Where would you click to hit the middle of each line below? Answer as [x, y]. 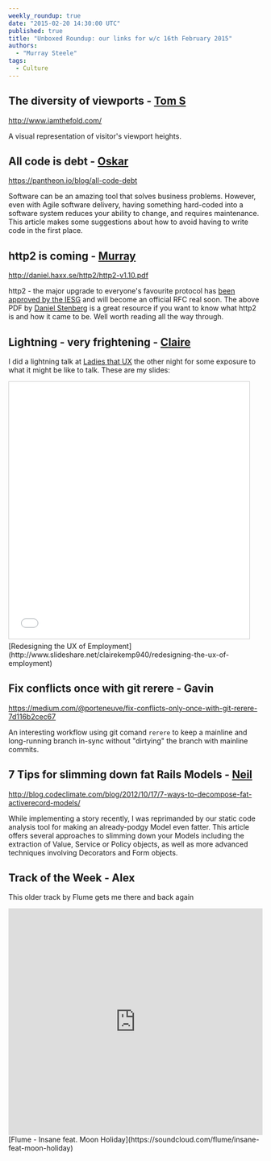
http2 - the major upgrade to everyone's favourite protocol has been [122, 291]
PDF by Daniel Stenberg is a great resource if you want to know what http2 [132, 308]
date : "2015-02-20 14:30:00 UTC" [65, 23]
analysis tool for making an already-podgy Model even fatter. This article [129, 826]
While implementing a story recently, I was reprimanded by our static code [132, 818]
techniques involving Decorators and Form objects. [93, 852]
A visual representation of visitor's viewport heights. [95, 136]
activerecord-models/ [44, 802]
